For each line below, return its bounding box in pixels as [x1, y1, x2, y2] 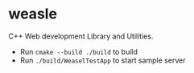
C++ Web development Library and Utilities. [8, 31, 154, 41]
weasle [8, 5, 58, 23]
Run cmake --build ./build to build [19, 47, 138, 56]
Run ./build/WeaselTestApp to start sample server [19, 55, 186, 65]
